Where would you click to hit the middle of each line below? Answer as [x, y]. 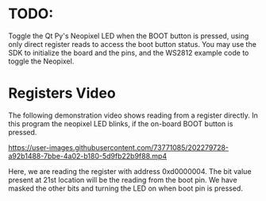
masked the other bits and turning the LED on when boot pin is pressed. [126, 188]
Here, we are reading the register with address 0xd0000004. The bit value [130, 171]
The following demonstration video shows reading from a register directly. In [133, 115]
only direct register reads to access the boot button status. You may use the [132, 44]
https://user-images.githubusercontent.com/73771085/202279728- [118, 147]
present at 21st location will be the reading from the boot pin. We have [123, 180]
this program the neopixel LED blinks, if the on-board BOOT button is [121, 123]
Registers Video [62, 93]
